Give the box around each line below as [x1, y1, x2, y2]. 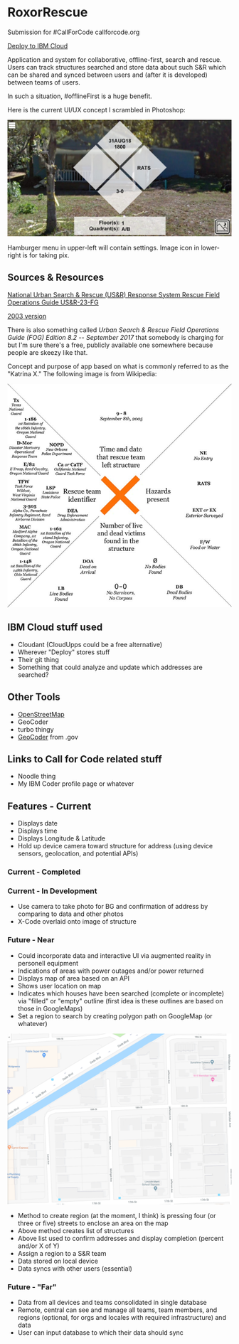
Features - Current [7, 800, 92, 812]
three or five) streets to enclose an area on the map [17, 1219, 169, 1227]
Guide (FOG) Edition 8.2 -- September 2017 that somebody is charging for [7, 333, 224, 341]
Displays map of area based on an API [17, 974, 130, 982]
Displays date [17, 819, 58, 828]
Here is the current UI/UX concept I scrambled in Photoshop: [7, 105, 186, 114]
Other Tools [7, 691, 60, 703]
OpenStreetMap [17, 710, 65, 718]
